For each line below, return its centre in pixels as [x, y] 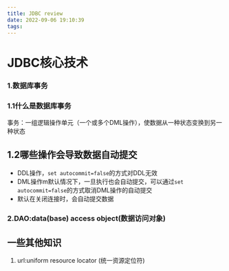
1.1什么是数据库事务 [39, 106]
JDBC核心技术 [47, 62]
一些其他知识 [34, 242]
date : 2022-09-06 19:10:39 [46, 20]
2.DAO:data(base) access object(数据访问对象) [87, 218]
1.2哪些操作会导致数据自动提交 [72, 155]
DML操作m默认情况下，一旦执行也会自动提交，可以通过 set [100, 181]
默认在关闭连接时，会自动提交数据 [65, 199]
